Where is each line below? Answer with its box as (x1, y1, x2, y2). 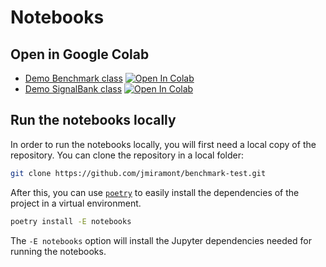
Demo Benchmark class (24, 72, 123, 84)
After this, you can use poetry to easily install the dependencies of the (10, 186, 300, 198)
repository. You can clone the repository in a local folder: (10, 149, 245, 161)
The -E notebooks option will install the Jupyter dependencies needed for (10, 234, 312, 246)
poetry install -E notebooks (10, 216, 132, 226)
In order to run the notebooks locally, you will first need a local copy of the (10, 138, 317, 150)
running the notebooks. (10, 245, 107, 257)
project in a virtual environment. (10, 197, 142, 209)
